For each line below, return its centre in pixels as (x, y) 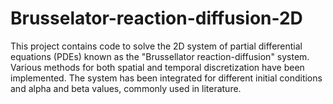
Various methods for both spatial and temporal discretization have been (157, 67)
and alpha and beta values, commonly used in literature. (126, 88)
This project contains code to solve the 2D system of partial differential (156, 46)
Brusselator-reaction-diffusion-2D (156, 18)
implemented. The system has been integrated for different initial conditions (166, 78)
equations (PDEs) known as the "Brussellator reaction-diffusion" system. (160, 56)
